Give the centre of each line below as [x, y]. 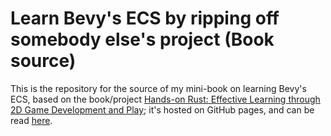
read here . [31, 120]
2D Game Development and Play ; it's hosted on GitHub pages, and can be [162, 109]
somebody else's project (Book [142, 39]
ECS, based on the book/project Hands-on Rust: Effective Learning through [165, 99]
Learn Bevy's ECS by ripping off [145, 18]
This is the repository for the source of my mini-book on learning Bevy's [158, 88]
